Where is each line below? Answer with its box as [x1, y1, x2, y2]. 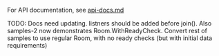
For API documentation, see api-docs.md [7, 6, 124, 14]
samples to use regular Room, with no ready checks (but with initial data [7, 34, 213, 42]
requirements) [7, 41, 48, 49]
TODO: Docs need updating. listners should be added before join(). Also [7, 19, 212, 27]
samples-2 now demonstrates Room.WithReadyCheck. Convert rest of [7, 27, 207, 35]
